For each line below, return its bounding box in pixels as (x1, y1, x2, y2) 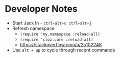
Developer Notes (5, 3, 78, 15)
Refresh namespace (12, 25, 55, 31)
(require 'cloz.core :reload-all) (19, 37, 93, 42)
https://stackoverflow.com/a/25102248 (19, 41, 102, 47)
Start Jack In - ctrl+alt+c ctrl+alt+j (12, 20, 92, 26)
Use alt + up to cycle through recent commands (12, 47, 115, 53)
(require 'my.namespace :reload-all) (19, 32, 101, 37)
